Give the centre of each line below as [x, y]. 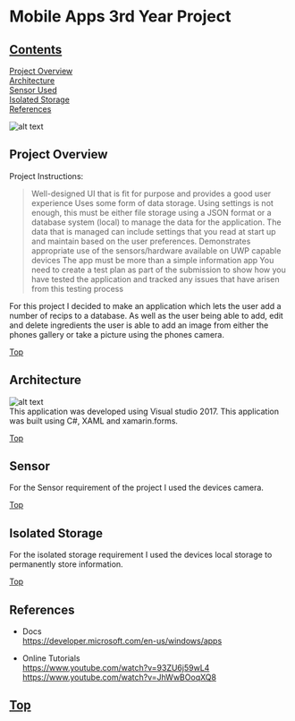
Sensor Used [33, 90]
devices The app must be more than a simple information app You [152, 260]
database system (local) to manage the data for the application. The [156, 222]
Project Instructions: [46, 176]
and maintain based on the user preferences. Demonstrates [141, 241]
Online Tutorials [51, 658]
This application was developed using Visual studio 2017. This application [144, 411]
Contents [36, 50]
